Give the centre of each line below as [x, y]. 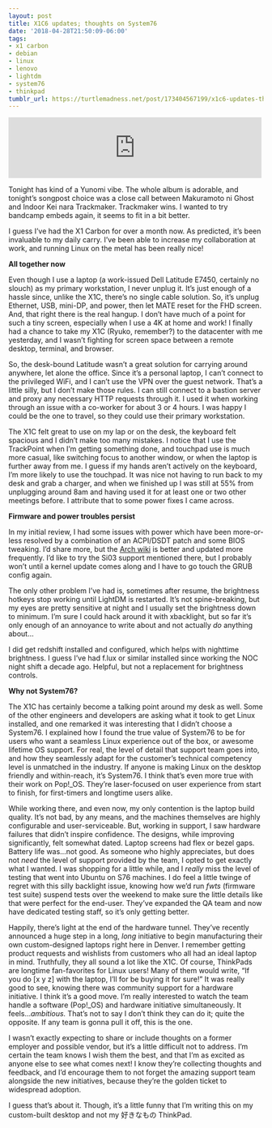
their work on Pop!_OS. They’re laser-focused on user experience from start [135, 784]
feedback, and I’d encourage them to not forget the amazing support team [132, 1072]
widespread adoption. [45, 1090]
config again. [30, 575]
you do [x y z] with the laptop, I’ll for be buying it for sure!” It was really [127, 979]
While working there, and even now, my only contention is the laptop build [132, 809]
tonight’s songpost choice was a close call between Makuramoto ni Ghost [131, 199]
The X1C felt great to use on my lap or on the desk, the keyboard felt [122, 432]
